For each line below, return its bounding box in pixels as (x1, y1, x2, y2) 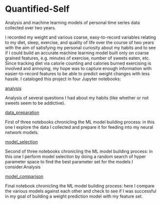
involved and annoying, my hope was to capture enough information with (5, 65, 152, 71)
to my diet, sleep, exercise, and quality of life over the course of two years (5, 39, 154, 45)
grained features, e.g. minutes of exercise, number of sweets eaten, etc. (5, 55, 150, 61)
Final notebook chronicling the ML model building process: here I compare (5, 182, 155, 189)
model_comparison (5, 173, 44, 179)
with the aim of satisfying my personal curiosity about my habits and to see (5, 45, 156, 50)
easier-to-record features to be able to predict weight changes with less (5, 70, 150, 76)
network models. (5, 129, 39, 135)
